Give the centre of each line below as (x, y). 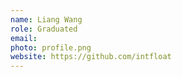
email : (24, 38)
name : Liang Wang (46, 19)
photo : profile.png (51, 47)
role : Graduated (44, 29)
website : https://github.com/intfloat (91, 57)
